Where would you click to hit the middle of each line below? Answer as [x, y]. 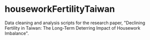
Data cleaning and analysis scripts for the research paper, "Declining [75, 23]
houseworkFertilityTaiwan [60, 9]
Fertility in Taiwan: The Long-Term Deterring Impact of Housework [73, 28]
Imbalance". [17, 33]
